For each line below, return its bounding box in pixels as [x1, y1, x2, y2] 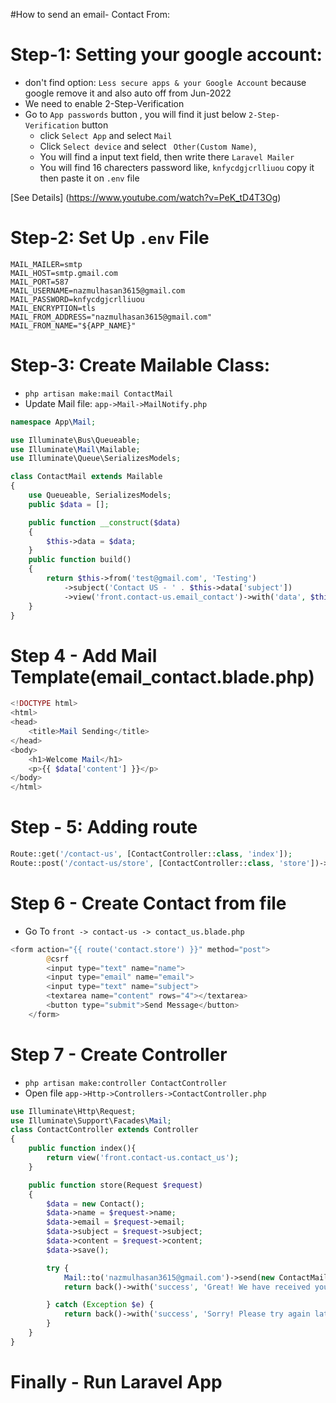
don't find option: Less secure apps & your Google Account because [24, 76, 307, 88]
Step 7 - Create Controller [10, 1043, 228, 1066]
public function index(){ [28, 1144, 137, 1154]
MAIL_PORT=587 [10, 277, 70, 287]
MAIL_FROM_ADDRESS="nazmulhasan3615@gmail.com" [10, 312, 213, 322]
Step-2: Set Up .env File [10, 227, 210, 249]
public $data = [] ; [28, 499, 110, 509]
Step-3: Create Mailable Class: [10, 354, 271, 377]
